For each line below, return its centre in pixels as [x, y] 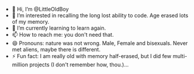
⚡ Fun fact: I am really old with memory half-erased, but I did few [92, 56]
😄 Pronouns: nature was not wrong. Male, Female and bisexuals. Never [100, 43]
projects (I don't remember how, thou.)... [79, 65]
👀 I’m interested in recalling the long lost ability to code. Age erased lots [100, 15]
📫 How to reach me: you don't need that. [63, 35]
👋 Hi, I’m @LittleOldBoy [40, 9]
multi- [180, 56]
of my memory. [30, 22]
